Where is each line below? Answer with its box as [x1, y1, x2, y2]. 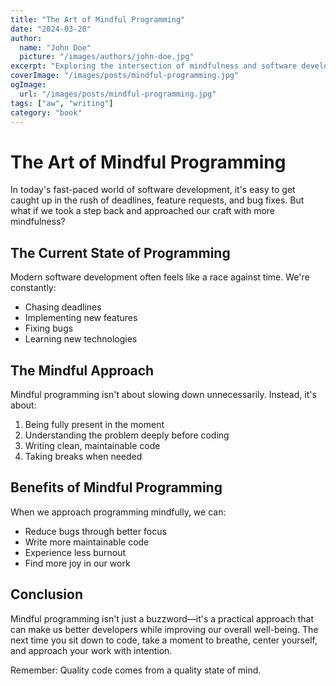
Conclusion [10, 586, 84, 603]
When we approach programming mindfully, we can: [10, 506, 227, 518]
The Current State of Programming [10, 244, 231, 261]
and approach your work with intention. [10, 644, 173, 656]
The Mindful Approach [10, 362, 155, 379]
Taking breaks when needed [24, 450, 143, 462]
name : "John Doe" [19, 42, 92, 53]
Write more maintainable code [24, 536, 150, 548]
